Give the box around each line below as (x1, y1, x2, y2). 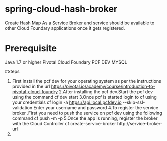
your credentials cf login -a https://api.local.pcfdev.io (12, 99, 122, 105)
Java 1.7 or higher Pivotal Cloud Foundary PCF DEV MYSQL (5, 59, 127, 65)
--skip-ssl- (122, 99, 145, 105)
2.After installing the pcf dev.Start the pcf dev (59, 88, 153, 95)
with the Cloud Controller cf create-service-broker (12, 120, 116, 126)
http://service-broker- (117, 120, 162, 126)
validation (12, 104, 33, 110)
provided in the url (12, 83, 50, 89)
